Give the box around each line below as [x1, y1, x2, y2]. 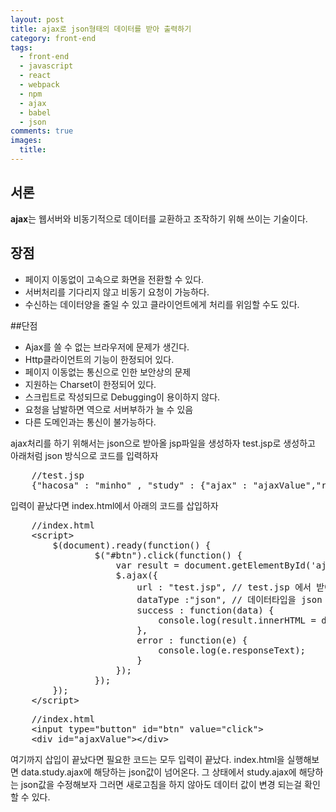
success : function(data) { [136, 604, 275, 616]
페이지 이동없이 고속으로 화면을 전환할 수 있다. [24, 273, 205, 285]
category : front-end [10, 33, 97, 43]
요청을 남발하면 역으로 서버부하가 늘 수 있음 [24, 403, 194, 415]
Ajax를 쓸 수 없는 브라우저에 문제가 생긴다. [24, 341, 190, 353]
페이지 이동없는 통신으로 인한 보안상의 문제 [24, 366, 192, 378]
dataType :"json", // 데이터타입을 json [136, 594, 323, 605]
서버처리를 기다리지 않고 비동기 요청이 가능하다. [24, 286, 210, 298]
